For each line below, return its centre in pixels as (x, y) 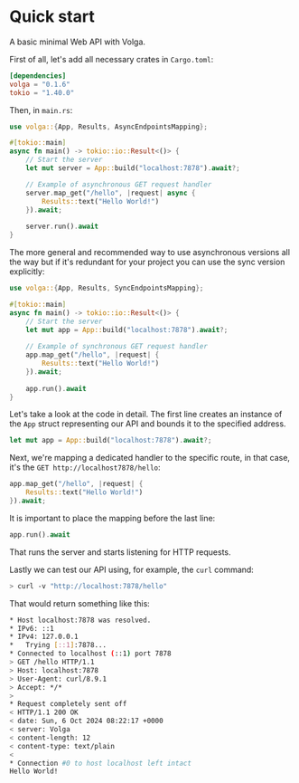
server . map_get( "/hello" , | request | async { (111, 193)
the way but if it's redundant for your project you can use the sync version (147, 262)
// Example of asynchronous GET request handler (119, 184)
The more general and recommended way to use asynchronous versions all (150, 253)
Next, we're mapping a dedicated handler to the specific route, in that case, (150, 458)
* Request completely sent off (68, 704)
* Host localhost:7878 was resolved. (80, 620)
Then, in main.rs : (41, 110)
